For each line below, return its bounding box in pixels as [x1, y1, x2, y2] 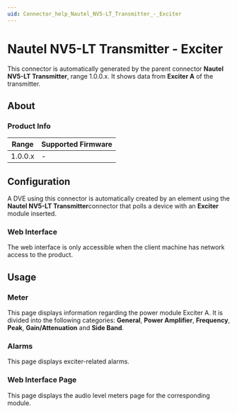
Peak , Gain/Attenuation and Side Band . [7, 324, 125, 332]
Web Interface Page [7, 375, 77, 385]
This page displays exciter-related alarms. [7, 357, 129, 366]
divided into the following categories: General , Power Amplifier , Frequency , [7, 316, 231, 324]
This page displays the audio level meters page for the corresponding [7, 391, 210, 400]
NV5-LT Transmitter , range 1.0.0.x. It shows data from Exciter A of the [7, 72, 214, 80]
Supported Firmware [41, 140, 113, 149]
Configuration [7, 175, 71, 188]
